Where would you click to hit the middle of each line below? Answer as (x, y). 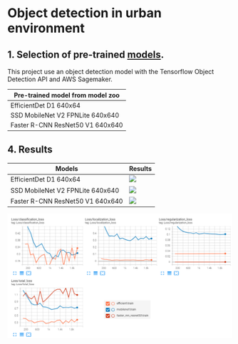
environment (46, 28)
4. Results (30, 150)
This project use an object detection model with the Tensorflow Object (111, 72)
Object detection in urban (84, 13)
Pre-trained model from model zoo (67, 95)
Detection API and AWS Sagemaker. (60, 79)
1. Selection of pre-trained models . (86, 54)
